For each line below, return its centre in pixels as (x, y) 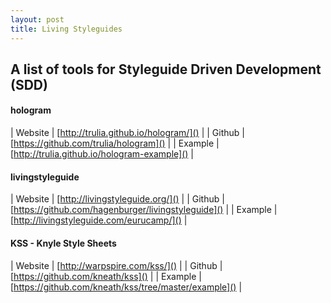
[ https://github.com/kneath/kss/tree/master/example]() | (126, 287)
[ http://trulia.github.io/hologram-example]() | (102, 154)
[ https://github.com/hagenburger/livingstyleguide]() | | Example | (144, 210)
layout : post (37, 19)
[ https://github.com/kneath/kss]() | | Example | (106, 276)
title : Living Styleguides (66, 29)
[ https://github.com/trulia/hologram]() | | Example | (115, 143)
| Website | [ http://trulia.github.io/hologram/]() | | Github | (127, 133)
